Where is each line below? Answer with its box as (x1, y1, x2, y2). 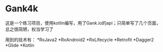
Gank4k (5, 3, 38, 14)
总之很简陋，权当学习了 (5, 26, 53, 32)
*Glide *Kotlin (5, 42, 34, 48)
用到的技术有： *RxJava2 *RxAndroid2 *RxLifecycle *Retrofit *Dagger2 (5, 37, 154, 43)
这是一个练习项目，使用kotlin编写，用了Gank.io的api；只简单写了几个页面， (5, 20, 161, 26)
